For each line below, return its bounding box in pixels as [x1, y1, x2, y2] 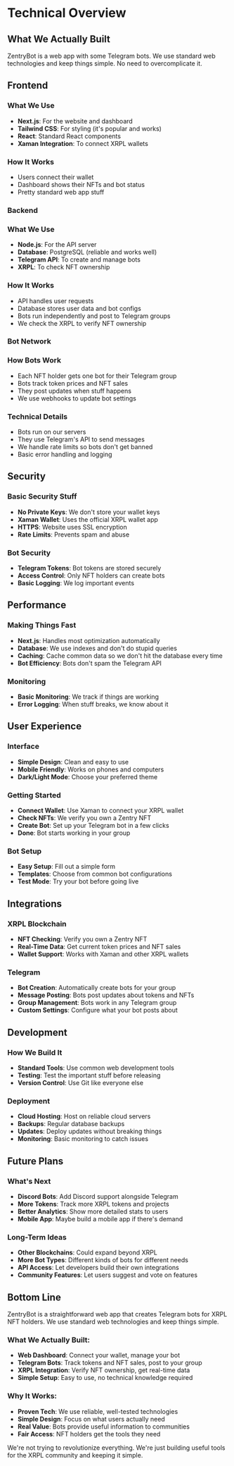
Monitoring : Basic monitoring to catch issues [17, 1135, 149, 1143]
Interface [7, 742, 40, 752]
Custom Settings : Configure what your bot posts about [17, 1006, 178, 1015]
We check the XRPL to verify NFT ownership [17, 319, 147, 327]
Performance [7, 599, 67, 611]
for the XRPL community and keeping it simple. [7, 1450, 143, 1459]
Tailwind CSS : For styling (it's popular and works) [17, 124, 162, 133]
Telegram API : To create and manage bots [17, 255, 141, 264]
